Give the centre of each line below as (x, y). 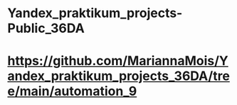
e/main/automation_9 (72, 91)
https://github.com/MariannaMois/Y (118, 61)
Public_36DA (46, 28)
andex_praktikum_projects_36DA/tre (118, 76)
